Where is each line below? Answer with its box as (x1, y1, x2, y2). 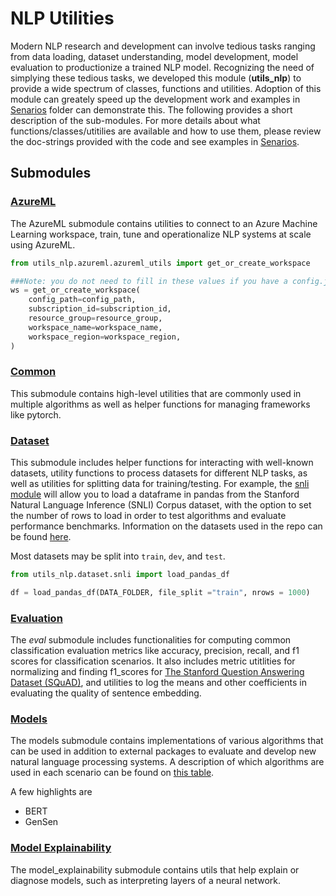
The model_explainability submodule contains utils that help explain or (10, 863, 300, 876)
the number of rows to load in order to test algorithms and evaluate (10, 510, 287, 522)
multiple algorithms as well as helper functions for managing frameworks (10, 398, 311, 410)
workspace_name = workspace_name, (28, 322, 163, 332)
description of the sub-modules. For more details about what (10, 114, 261, 126)
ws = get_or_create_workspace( (10, 285, 141, 296)
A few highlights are (10, 786, 93, 798)
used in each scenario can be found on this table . (10, 767, 215, 779)
